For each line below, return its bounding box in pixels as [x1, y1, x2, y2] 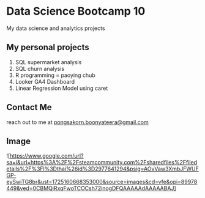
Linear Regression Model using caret [15, 84, 108, 92]
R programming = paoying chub [15, 71, 96, 79]
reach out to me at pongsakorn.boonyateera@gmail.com [6, 118, 149, 126]
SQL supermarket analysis [15, 58, 82, 65]
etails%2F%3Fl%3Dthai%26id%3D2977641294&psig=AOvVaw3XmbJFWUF [6, 165, 199, 172]
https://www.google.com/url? [10, 152, 84, 159]
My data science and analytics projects [6, 24, 105, 32]
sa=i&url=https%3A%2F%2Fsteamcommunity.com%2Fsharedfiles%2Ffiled [6, 159, 198, 166]
